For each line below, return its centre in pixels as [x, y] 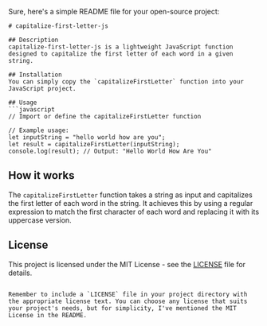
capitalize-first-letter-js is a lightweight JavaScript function [121, 47]
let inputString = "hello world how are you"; [87, 138]
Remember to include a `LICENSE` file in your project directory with [128, 294]
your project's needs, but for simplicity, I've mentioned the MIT [123, 308]
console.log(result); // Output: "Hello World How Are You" [110, 151]
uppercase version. [40, 220]
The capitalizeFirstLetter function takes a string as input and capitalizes [130, 195]
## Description [33, 40]
